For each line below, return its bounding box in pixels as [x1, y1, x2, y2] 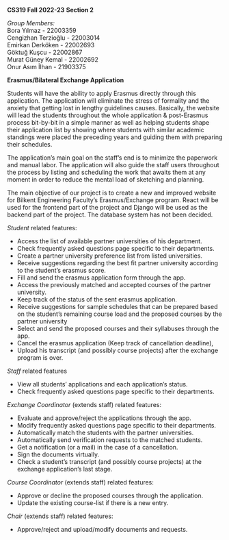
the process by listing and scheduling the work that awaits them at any [7, 168, 206, 176]
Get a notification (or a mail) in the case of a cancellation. [16, 443, 178, 451]
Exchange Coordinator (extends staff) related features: [7, 401, 162, 408]
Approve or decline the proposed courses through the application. [16, 491, 204, 500]
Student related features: [7, 224, 77, 232]
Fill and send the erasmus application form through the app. [16, 273, 186, 282]
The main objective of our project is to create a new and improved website [7, 188, 217, 197]
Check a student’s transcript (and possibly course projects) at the [16, 458, 202, 465]
